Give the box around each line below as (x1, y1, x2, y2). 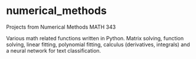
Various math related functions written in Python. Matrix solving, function (6, 34, 184, 41)
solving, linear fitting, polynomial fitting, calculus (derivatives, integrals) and (6, 41, 190, 48)
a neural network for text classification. (6, 47, 102, 54)
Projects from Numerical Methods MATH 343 (6, 23, 116, 30)
